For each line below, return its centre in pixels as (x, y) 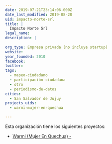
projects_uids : (21, 103)
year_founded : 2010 (25, 56)
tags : (11, 71)
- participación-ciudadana (38, 80)
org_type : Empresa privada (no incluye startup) (56, 47)
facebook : (15, 61)
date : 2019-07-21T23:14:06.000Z (39, 10)
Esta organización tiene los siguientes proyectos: (56, 126)
